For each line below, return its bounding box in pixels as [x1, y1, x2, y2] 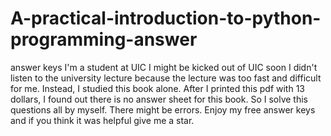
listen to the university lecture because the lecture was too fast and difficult [10, 72, 322, 84]
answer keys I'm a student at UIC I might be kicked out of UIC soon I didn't [10, 61, 318, 73]
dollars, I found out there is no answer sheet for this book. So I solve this [10, 93, 308, 105]
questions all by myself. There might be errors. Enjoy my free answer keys [10, 103, 316, 116]
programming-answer [10, 28, 198, 51]
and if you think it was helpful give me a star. [10, 114, 195, 126]
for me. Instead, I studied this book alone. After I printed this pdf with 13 [10, 82, 305, 94]
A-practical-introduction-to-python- [10, 7, 322, 30]
